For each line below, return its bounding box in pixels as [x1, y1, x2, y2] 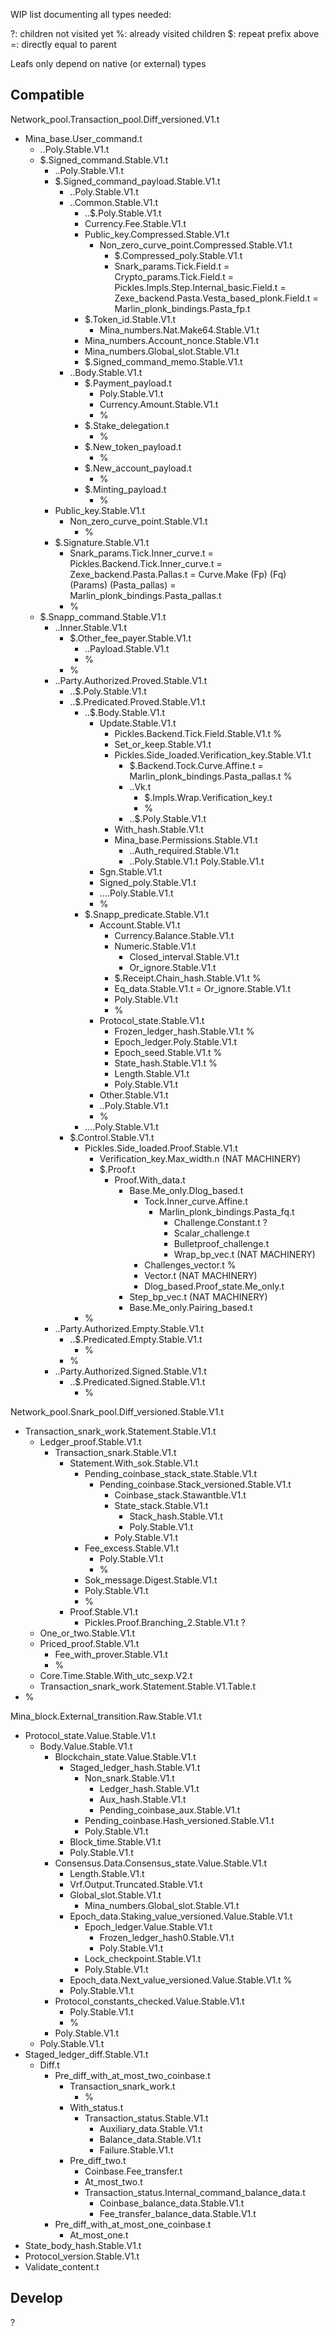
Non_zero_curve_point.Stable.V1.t [69, 515, 208, 527]
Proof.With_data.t [114, 1174, 186, 1186]
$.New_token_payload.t [84, 440, 182, 453]
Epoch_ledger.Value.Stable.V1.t [84, 1920, 213, 1933]
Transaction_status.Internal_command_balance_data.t [84, 2186, 306, 2198]
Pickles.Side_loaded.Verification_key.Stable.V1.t [114, 749, 312, 761]
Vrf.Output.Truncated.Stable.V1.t [69, 1878, 203, 1890]
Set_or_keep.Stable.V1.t [114, 738, 212, 750]
